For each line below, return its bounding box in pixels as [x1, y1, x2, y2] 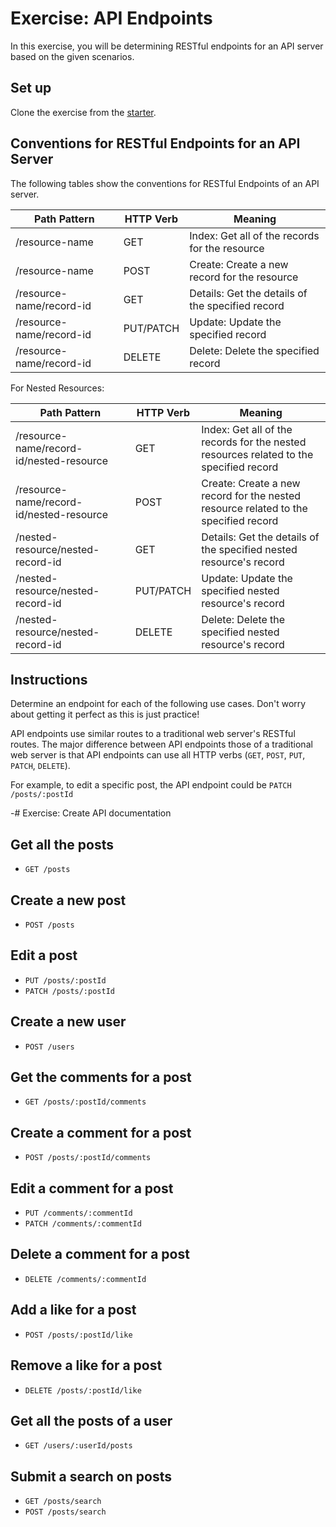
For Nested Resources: [10, 382, 105, 394]
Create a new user [10, 1013, 127, 1031]
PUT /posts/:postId [24, 975, 107, 986]
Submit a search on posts [10, 1468, 172, 1485]
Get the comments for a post [10, 1069, 192, 1086]
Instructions [10, 671, 88, 688]
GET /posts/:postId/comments [24, 1097, 147, 1107]
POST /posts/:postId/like [24, 1330, 133, 1340]
